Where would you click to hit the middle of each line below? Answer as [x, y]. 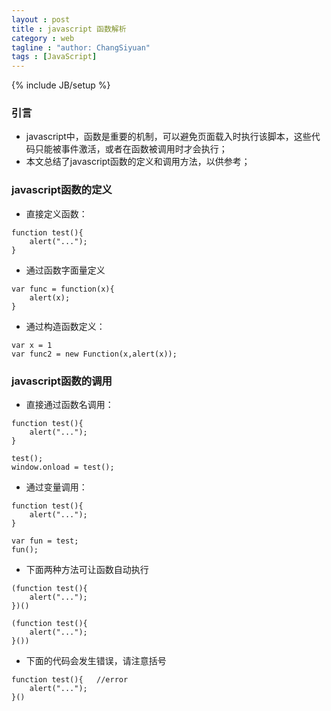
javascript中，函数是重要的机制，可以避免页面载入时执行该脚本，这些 [168, 137]
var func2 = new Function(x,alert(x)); [94, 354]
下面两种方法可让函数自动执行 [87, 570]
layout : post [41, 19]
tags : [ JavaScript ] [54, 57]
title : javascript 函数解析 [69, 29]
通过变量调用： [56, 487]
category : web [43, 38]
